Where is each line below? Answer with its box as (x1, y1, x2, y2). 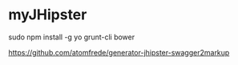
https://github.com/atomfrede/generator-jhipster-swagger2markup (8, 47, 230, 57)
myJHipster (8, 6, 87, 24)
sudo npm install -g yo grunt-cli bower (8, 32, 135, 42)
